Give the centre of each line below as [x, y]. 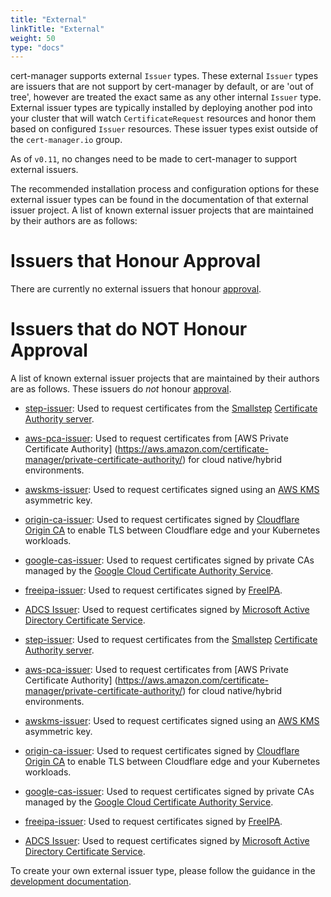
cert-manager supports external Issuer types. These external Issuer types [164, 76]
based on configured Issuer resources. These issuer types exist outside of [164, 129]
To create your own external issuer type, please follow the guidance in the [163, 871]
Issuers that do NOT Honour [129, 329]
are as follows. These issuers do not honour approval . [121, 389]
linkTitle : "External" [57, 29]
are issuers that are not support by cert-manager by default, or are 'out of [162, 87]
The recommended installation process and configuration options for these [165, 189]
